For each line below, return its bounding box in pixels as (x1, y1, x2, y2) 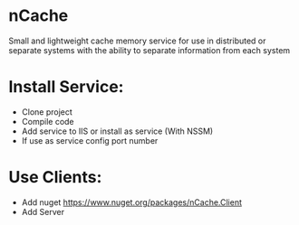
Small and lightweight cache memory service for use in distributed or (8, 35, 266, 46)
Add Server (21, 206, 65, 217)
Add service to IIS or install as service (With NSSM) (21, 126, 214, 136)
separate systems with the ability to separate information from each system (8, 44, 291, 55)
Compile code (21, 116, 74, 127)
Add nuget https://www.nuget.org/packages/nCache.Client (21, 196, 242, 208)
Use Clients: (8, 167, 102, 188)
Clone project (21, 106, 73, 117)
